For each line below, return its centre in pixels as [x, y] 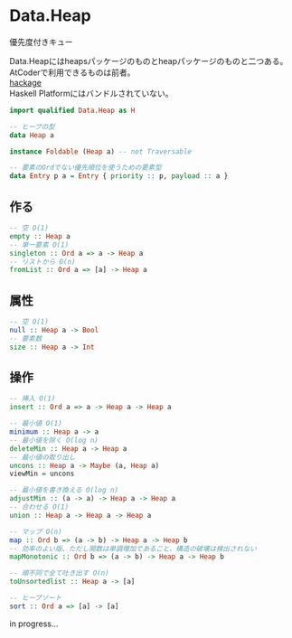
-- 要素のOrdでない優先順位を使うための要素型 [85, 168]
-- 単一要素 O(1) [39, 245]
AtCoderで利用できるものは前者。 [72, 72]
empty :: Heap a [40, 236]
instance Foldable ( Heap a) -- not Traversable [101, 151]
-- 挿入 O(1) [33, 399]
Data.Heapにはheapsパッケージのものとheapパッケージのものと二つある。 [149, 61]
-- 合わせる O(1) [39, 507]
